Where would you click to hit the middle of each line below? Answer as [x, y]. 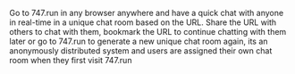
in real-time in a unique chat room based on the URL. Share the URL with [143, 22]
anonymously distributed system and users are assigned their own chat [141, 51]
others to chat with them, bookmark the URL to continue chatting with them [148, 32]
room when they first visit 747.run [71, 60]
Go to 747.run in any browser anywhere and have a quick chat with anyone [147, 13]
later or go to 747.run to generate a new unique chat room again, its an [139, 41]
